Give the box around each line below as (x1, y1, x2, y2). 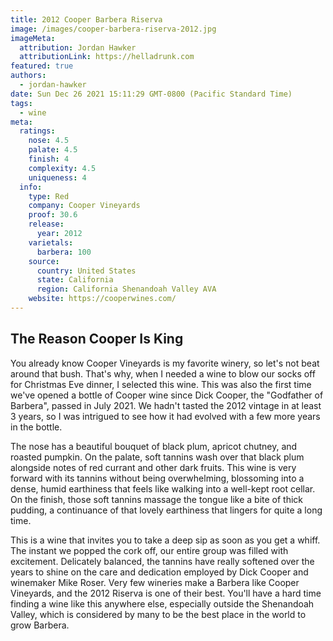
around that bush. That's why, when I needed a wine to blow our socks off (10, 367, 316, 380)
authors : (10, 71, 47, 81)
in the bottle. (10, 421, 63, 433)
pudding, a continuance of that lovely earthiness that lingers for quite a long (10, 504, 323, 516)
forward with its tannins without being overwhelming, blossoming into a (10, 472, 305, 484)
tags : (10, 98, 33, 108)
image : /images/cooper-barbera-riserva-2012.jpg (10, 24, 217, 34)
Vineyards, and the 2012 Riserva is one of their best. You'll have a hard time (10, 587, 322, 599)
